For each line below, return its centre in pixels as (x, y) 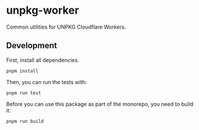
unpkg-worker (43, 10)
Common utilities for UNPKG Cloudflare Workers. (66, 27)
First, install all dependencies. (43, 60)
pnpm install (22, 71)
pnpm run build (25, 121)
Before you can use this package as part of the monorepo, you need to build (100, 104)
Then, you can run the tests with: (47, 82)
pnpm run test (24, 93)
